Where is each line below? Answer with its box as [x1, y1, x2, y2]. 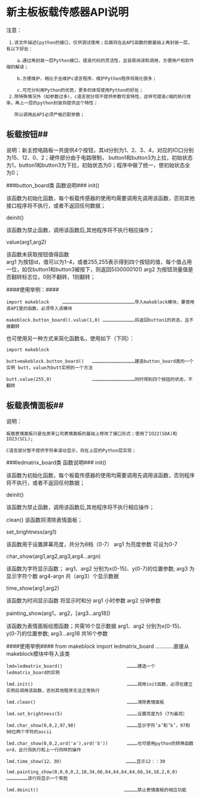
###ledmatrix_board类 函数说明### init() [6, 458, 106, 466]
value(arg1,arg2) [6, 238, 47, 245]
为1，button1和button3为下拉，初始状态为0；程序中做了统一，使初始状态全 [6, 161, 190, 169]
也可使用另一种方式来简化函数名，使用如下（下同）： [6, 334, 135, 342]
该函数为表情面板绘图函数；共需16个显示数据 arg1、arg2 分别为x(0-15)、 [6, 622, 185, 629]
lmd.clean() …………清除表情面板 [6, 699, 165, 705]
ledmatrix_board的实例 [6, 670, 60, 676]
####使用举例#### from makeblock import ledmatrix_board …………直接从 [6, 643, 190, 650]
